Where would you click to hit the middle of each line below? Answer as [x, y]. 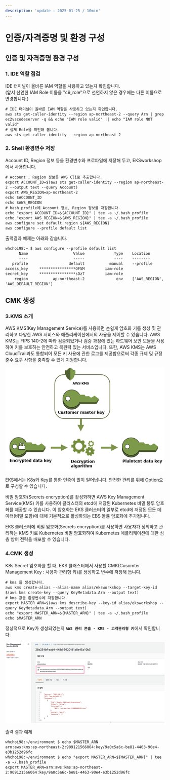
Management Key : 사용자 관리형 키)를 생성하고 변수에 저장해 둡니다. [73, 572]
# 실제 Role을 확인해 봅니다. [32, 130]
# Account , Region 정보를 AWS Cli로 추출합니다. [54, 177]
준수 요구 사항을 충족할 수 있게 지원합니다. [46, 360]
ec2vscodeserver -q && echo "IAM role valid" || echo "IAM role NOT [79, 119]
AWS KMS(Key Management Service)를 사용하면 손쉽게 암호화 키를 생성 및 [80, 328]
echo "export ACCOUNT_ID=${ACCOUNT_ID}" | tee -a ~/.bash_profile [77, 213]
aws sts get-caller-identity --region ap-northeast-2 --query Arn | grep [85, 114]
